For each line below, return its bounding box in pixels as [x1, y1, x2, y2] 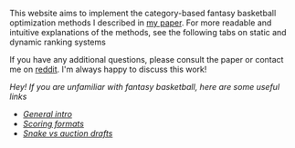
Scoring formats [22, 118, 85, 129]
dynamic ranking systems [9, 36, 107, 47]
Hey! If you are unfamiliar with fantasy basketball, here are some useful [9, 82, 280, 92]
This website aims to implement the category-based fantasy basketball [9, 8, 277, 18]
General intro [22, 109, 73, 119]
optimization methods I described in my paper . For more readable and [9, 17, 272, 28]
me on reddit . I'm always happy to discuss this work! [9, 64, 207, 74]
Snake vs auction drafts [22, 128, 113, 139]
